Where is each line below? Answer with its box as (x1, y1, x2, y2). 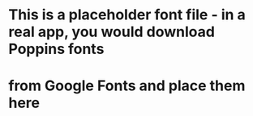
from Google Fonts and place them (8, 77, 246, 95)
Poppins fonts (8, 40, 105, 58)
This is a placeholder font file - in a (8, 6, 246, 24)
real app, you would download (8, 23, 215, 41)
